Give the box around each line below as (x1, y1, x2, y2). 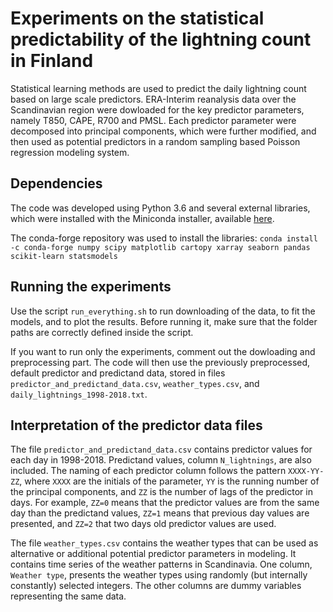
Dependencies (10, 175, 103, 192)
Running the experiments (10, 278, 172, 296)
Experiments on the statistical (10, 7, 265, 30)
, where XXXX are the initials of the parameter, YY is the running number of (19, 475, 320, 487)
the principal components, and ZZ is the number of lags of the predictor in (10, 486, 313, 498)
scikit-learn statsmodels (10, 251, 118, 261)
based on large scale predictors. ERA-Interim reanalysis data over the (10, 93, 297, 105)
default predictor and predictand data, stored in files (10, 367, 226, 379)
